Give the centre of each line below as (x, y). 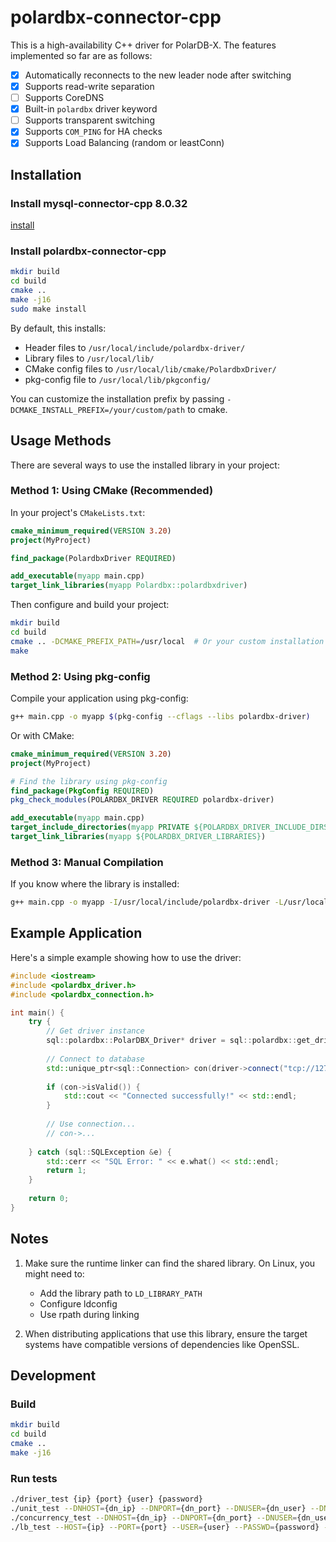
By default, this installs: (58, 328)
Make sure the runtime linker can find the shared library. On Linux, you (170, 1263)
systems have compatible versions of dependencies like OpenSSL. (162, 1344)
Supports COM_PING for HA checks (93, 132)
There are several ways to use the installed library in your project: (145, 465)
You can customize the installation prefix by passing (117, 398)
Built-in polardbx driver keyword (91, 109)
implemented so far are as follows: (81, 55)
